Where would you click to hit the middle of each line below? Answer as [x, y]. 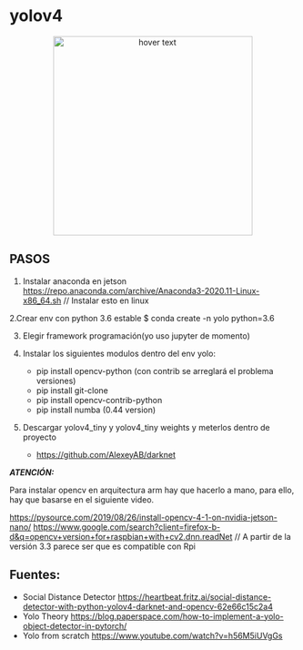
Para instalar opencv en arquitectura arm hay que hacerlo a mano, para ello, [152, 490]
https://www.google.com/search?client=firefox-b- [127, 527]
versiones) [56, 381]
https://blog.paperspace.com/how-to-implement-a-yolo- [177, 616]
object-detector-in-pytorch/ [75, 625]
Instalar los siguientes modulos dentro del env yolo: [119, 353]
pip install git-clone [72, 390]
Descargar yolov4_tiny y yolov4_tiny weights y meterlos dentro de [146, 427]
